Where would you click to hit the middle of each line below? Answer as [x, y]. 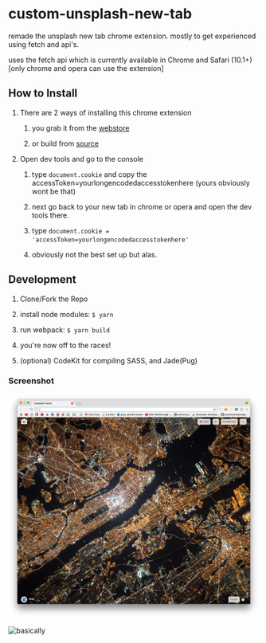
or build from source [65, 143]
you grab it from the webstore [80, 127]
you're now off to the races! [65, 345]
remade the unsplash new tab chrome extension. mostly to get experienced [132, 36]
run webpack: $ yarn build [65, 329]
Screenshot [31, 381]
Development [43, 280]
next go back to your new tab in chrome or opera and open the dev [142, 206]
